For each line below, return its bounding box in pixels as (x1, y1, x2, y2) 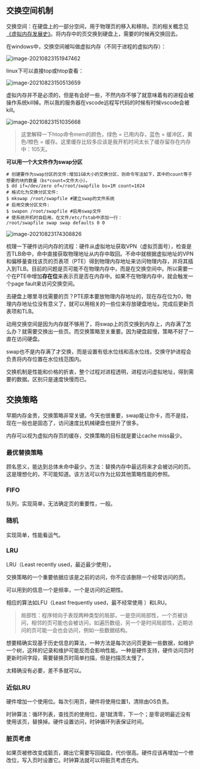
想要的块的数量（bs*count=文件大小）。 (6, 177, 90, 183)
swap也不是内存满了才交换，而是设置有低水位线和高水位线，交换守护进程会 (6, 348, 192, 355)
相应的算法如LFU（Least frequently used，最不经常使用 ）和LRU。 (6, 599, 170, 606)
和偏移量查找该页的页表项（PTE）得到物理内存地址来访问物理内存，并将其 (6, 258, 189, 265)
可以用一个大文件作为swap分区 (6, 158, 83, 166)
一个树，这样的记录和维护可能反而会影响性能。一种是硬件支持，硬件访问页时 (6, 647, 194, 654)
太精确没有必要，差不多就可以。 (6, 667, 85, 674)
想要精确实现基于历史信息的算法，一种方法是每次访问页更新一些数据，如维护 (6, 639, 194, 647)
